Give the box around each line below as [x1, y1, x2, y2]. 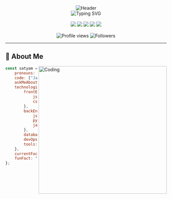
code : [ [14, 75, 31, 81]
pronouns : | [14, 70, 52, 76]
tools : [24, 141, 38, 147]
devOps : [24, 137, 40, 142]
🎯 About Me [5, 52, 44, 61]
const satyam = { [5, 66, 42, 71]
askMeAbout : [14, 80, 40, 85]
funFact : [14, 156, 33, 161]
